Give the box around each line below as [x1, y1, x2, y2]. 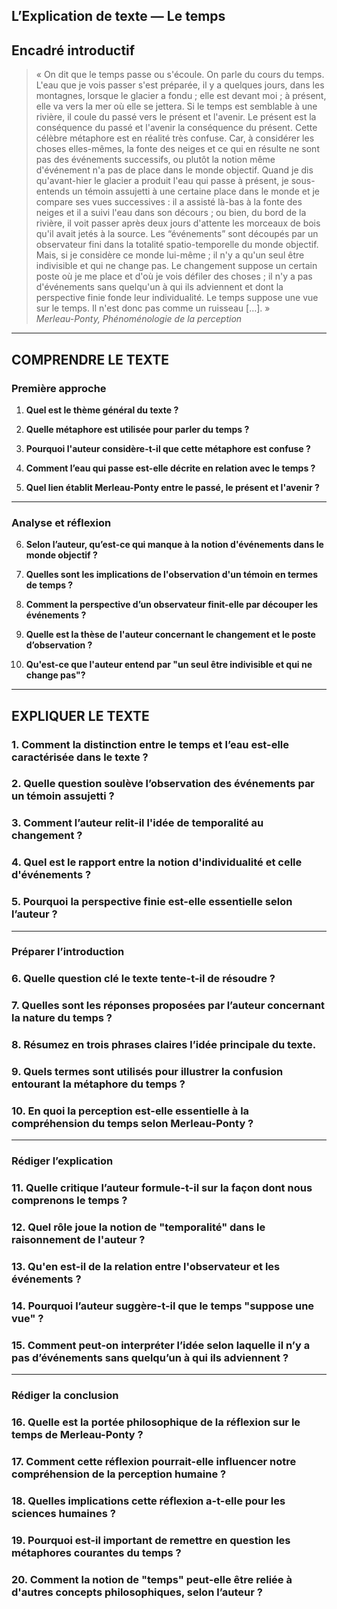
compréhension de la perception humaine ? [11, 1467, 227, 1481]
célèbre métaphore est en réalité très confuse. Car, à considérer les [35, 132, 315, 144]
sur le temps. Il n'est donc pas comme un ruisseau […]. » [35, 302, 271, 314]
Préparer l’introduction [11, 945, 125, 959]
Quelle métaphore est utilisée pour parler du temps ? [25, 423, 250, 435]
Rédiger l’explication [11, 1154, 114, 1168]
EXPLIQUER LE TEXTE [11, 707, 150, 724]
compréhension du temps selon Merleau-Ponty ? [11, 1117, 254, 1131]
